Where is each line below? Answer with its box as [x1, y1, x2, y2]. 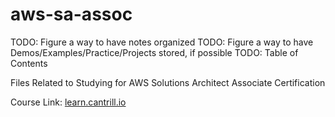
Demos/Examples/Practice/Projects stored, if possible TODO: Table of [10, 46, 299, 58]
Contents [10, 57, 48, 69]
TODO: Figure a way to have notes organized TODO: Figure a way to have [10, 36, 314, 48]
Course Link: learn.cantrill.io [10, 96, 127, 108]
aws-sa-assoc [10, 3, 133, 26]
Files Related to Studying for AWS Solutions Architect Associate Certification [10, 76, 326, 88]
